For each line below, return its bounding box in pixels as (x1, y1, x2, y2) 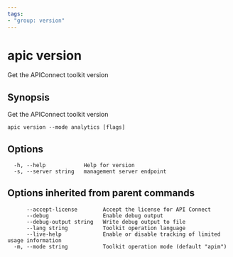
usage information (7, 236, 62, 244)
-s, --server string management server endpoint (13, 168, 167, 176)
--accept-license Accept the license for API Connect (26, 206, 212, 213)
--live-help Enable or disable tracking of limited (26, 231, 221, 238)
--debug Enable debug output (26, 212, 163, 219)
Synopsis (7, 91, 50, 103)
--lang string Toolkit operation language (26, 224, 186, 232)
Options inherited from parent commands (7, 187, 195, 199)
